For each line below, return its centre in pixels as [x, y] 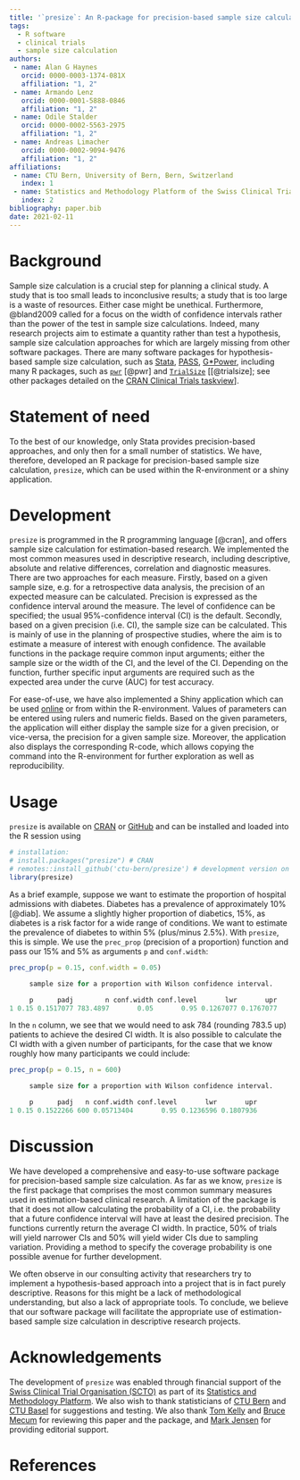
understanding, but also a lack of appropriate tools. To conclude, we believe [149, 1302]
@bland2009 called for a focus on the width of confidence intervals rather [146, 314]
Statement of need [79, 416]
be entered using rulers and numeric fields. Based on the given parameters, [148, 719]
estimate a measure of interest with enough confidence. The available [137, 644]
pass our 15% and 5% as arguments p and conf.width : [109, 951]
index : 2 [37, 200]
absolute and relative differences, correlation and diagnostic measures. [140, 569]
